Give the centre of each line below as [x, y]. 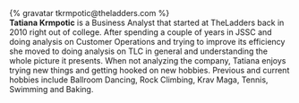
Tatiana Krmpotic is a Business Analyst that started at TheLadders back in [147, 22]
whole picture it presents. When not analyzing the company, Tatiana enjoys [148, 60]
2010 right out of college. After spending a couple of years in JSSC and [141, 32]
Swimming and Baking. [51, 89]
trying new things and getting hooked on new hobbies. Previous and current [149, 70]
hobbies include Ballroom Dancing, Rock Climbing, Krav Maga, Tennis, [139, 80]
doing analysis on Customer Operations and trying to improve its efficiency [147, 42]
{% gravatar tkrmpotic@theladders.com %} [90, 13]
